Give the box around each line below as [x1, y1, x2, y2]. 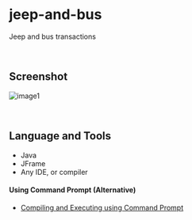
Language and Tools [9, 129, 112, 143]
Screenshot [9, 70, 68, 84]
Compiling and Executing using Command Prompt [20, 203, 184, 212]
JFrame [20, 158, 46, 168]
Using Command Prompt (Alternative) [9, 185, 136, 195]
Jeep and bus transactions [9, 32, 96, 41]
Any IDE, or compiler [20, 167, 88, 176]
